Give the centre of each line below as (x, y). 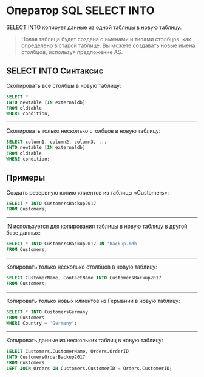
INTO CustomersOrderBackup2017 (46, 357)
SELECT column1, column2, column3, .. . (57, 142)
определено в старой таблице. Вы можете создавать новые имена (108, 45)
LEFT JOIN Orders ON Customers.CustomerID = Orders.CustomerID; (89, 369)
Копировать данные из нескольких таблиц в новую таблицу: (85, 341)
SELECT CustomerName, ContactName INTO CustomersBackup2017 (84, 278)
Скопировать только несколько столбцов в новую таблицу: (83, 131)
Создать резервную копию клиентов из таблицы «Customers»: (88, 192)
